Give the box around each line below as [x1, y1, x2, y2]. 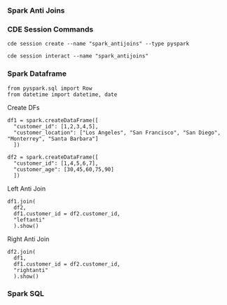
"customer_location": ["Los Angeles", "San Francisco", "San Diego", [13, 129, 221, 136]
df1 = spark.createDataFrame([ [7, 116, 99, 124]
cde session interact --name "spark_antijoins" [7, 53, 149, 60]
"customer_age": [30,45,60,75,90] [13, 165, 114, 173]
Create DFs [7, 103, 40, 111]
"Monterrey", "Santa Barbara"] [7, 135, 99, 142]
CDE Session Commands [7, 24, 94, 34]
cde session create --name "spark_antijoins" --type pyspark [7, 41, 190, 48]
